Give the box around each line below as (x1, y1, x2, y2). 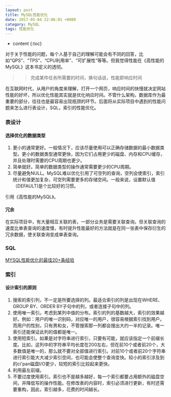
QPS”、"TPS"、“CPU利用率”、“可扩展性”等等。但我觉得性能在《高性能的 (12, 57, 164, 64)
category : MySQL (5, 21, 40, 27)
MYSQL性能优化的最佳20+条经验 (5, 256, 75, 263)
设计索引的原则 (5, 285, 37, 291)
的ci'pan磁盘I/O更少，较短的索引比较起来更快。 (12, 361, 112, 367)
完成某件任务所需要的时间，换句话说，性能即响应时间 (30, 75, 142, 81)
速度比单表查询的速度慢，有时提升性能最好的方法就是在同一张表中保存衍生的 (5, 225, 166, 231)
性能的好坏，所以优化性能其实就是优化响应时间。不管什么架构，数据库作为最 (5, 92, 166, 98)
